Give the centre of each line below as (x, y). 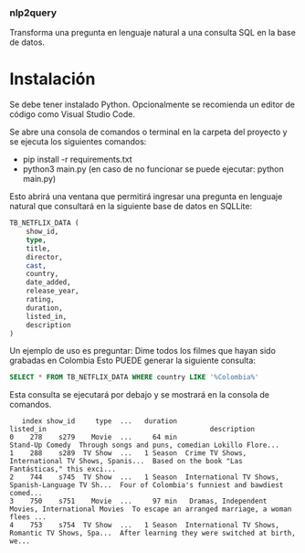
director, (45, 257)
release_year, (53, 291)
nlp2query (33, 13)
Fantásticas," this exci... (63, 469)
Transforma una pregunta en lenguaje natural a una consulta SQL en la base (153, 33)
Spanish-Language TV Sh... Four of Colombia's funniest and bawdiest (147, 485)
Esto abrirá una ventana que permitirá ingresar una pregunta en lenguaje (146, 197)
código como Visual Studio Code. (72, 114)
